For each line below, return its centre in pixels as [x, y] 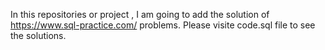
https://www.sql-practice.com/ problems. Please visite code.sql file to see [163, 25]
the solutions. [38, 35]
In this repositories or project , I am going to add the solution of [140, 14]
